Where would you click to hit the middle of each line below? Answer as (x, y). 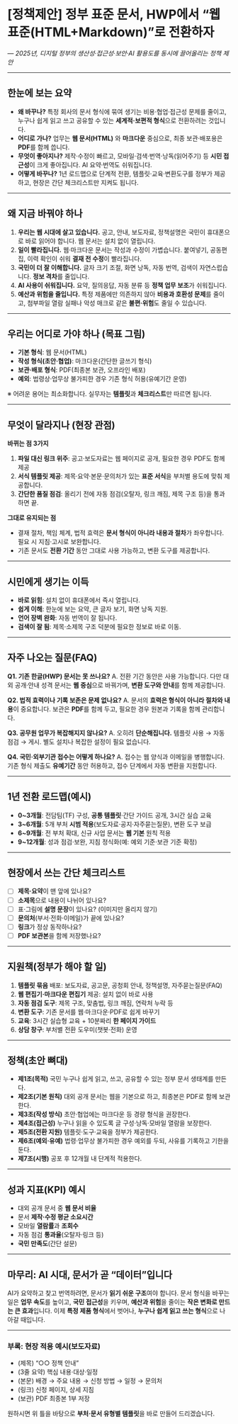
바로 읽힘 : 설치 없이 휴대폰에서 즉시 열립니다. (79, 600)
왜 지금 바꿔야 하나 (45, 214)
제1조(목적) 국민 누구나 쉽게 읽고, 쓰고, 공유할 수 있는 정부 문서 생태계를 (115, 1079)
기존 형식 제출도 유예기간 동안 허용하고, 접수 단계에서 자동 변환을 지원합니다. (112, 765)
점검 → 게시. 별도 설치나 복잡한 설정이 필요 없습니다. (79, 742)
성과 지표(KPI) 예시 (47, 1190)
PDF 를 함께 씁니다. (44, 147)
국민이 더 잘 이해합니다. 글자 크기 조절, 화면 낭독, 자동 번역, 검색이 (108, 267)
